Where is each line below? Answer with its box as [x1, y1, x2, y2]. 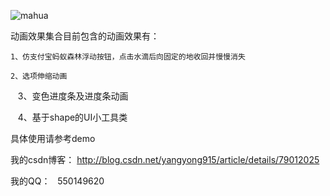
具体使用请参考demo [10, 133, 96, 144]
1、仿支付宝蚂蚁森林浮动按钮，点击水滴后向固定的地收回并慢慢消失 [10, 52, 246, 62]
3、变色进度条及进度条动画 [17, 90, 129, 102]
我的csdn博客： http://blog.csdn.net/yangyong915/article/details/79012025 [10, 154, 320, 165]
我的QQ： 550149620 [10, 175, 105, 187]
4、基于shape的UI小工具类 [17, 111, 128, 123]
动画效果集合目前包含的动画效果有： [10, 30, 160, 42]
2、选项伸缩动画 [10, 71, 68, 81]
